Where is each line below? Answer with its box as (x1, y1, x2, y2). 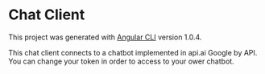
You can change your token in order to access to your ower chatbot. (8, 56, 235, 66)
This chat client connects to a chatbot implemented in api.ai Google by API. (8, 47, 258, 57)
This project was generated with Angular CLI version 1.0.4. (8, 32, 202, 42)
